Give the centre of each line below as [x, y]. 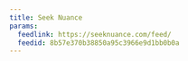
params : [24, 26]
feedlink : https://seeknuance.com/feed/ [94, 34]
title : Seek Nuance [46, 17]
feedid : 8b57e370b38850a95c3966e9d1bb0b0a [99, 43]
